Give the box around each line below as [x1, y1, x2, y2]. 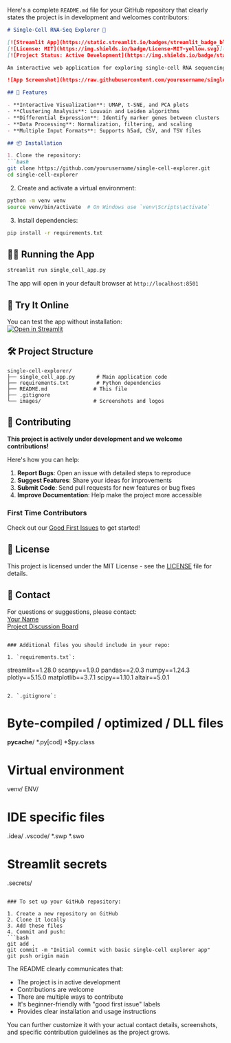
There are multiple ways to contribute [16, 993, 124, 1001]
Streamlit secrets [7, 856, 108, 872]
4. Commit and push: [7, 928, 67, 935]
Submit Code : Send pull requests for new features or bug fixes [16, 483, 196, 492]
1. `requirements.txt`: [7, 653, 76, 661]
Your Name [7, 615, 39, 623]
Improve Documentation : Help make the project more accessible [16, 490, 203, 499]
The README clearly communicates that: [7, 965, 124, 973]
